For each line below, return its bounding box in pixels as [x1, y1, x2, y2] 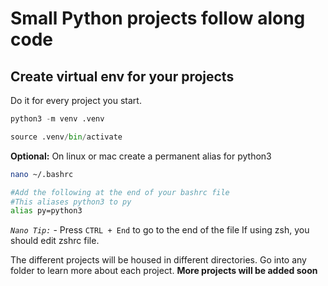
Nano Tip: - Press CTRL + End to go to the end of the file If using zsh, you [10, 224, 310, 236]
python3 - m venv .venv [10, 114, 105, 124]
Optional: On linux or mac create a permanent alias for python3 [10, 150, 272, 162]
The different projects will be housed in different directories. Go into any [10, 254, 307, 266]
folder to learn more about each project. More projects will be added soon [10, 265, 318, 277]
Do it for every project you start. [10, 95, 142, 106]
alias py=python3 [10, 206, 83, 216]
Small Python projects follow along [10, 7, 306, 30]
